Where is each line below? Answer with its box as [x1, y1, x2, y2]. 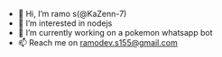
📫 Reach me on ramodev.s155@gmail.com [17, 37, 178, 48]
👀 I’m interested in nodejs [17, 18, 113, 28]
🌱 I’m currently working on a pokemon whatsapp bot [17, 28, 213, 37]
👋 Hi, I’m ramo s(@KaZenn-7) [17, 9, 127, 19]
